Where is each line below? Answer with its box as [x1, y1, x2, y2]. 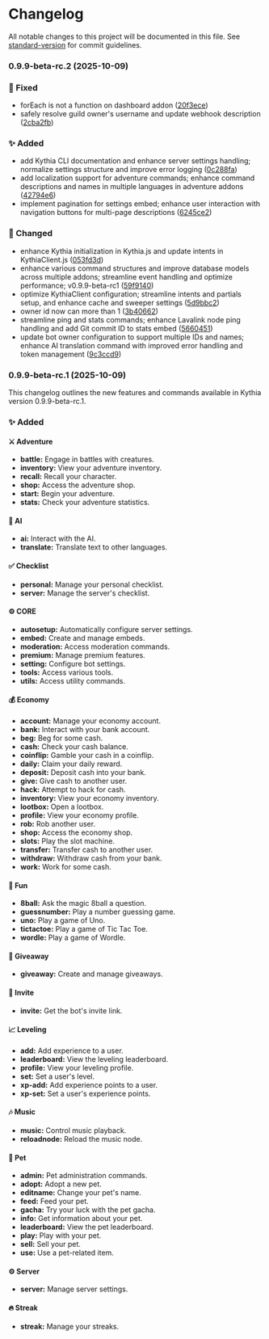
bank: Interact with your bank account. [19, 724, 150, 734]
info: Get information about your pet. [19, 1214, 143, 1223]
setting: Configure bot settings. [19, 659, 126, 668]
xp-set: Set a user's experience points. [19, 1088, 151, 1098]
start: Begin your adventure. [19, 489, 116, 499]
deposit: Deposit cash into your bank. [19, 767, 147, 777]
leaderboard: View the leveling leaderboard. [19, 1054, 169, 1063]
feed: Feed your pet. [19, 1197, 89, 1206]
